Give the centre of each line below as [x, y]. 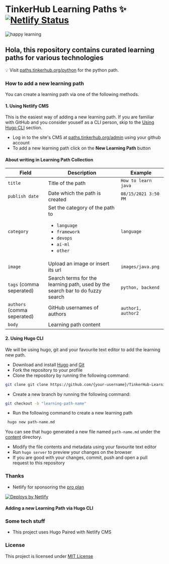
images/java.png [140, 267]
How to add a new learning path [45, 83]
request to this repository [39, 463]
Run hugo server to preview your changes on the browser [72, 452]
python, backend [140, 288]
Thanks [15, 476]
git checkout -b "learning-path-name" [46, 404]
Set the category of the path [81, 208]
